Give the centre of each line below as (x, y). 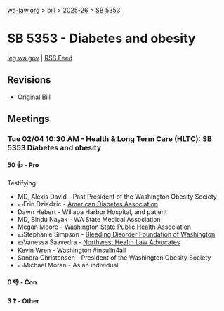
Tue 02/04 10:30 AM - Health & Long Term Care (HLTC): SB (110, 139)
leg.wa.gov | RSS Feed (40, 58)
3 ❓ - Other (24, 301)
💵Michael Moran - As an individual (68, 265)
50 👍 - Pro (23, 165)
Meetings (29, 119)
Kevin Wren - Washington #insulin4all (72, 250)
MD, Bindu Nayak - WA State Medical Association (89, 220)
